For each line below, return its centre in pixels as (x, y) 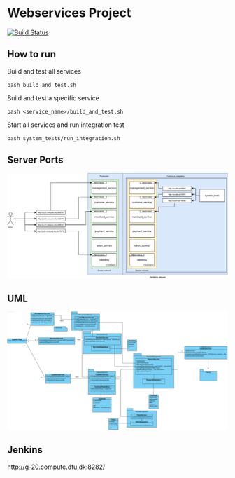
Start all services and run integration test (66, 125)
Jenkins (25, 450)
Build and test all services (44, 71)
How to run (32, 54)
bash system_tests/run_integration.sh (64, 138)
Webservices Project (69, 13)
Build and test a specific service (54, 98)
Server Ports (35, 160)
